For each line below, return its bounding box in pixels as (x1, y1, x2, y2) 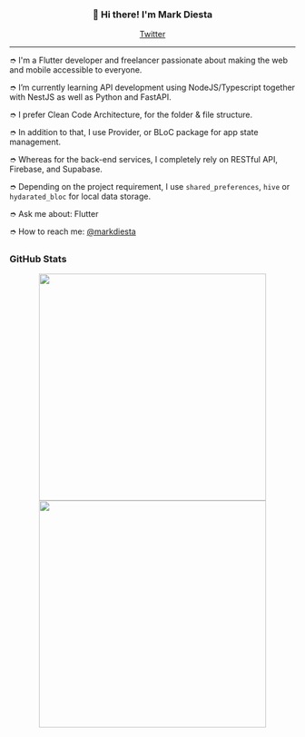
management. (9, 136, 62, 148)
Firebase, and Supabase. (9, 163, 103, 175)
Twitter (139, 29, 166, 40)
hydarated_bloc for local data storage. (9, 191, 152, 202)
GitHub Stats (9, 252, 67, 265)
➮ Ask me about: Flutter (9, 209, 99, 220)
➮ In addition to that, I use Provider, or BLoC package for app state (9, 127, 259, 138)
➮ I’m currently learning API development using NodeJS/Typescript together (9, 82, 296, 93)
